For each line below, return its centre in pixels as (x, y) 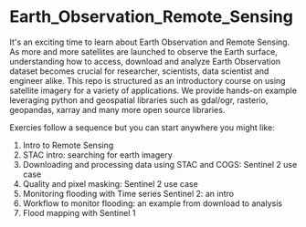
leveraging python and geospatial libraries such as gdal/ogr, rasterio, (139, 100)
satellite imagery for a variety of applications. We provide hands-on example (153, 90)
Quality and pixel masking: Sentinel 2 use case (110, 183)
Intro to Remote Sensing (68, 145)
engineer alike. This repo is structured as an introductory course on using (148, 80)
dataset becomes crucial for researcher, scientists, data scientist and (139, 71)
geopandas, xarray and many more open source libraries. (117, 109)
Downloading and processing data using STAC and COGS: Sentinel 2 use (160, 164)
